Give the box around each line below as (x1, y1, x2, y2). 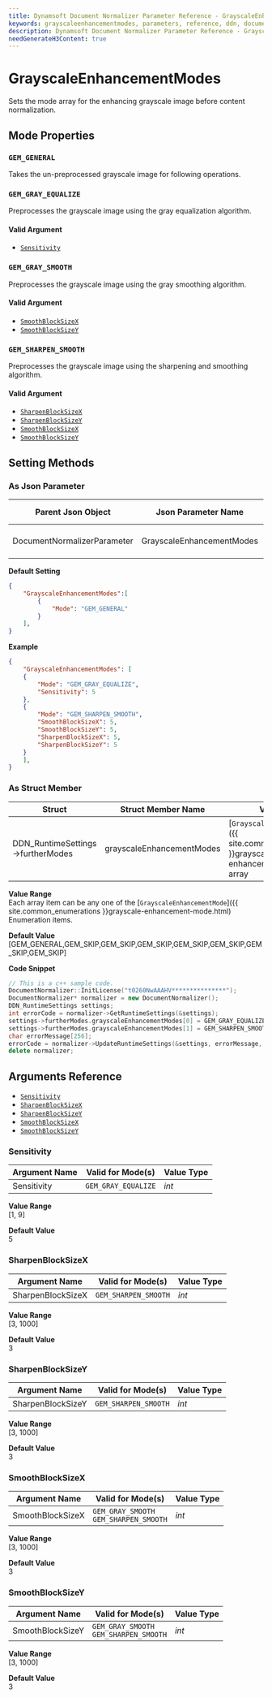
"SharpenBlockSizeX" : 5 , (37, 732, 121, 741)
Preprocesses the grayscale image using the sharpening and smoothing (8, 361, 249, 371)
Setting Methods (8, 456, 95, 469)
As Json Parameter (8, 480, 85, 491)
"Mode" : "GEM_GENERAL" (51, 604, 129, 613)
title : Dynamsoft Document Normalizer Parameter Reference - (8, 11, 219, 20)
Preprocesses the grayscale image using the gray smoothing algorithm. (8, 279, 247, 289)
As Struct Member (8, 783, 83, 794)
